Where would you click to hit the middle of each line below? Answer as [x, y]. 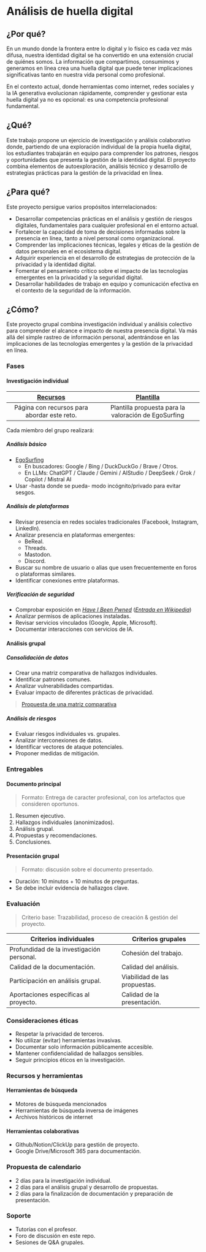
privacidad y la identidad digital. [55, 264]
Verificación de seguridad [40, 594]
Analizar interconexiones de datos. [59, 740]
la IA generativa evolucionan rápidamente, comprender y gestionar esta [97, 93]
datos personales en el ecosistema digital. [68, 251]
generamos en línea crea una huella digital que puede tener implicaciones [100, 68]
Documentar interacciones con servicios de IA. [74, 629]
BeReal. [34, 541]
